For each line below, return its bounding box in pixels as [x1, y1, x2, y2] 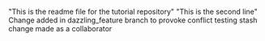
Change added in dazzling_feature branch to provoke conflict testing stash [8, 15, 258, 25]
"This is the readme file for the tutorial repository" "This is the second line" [8, 7, 258, 16]
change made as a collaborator [8, 24, 113, 33]
